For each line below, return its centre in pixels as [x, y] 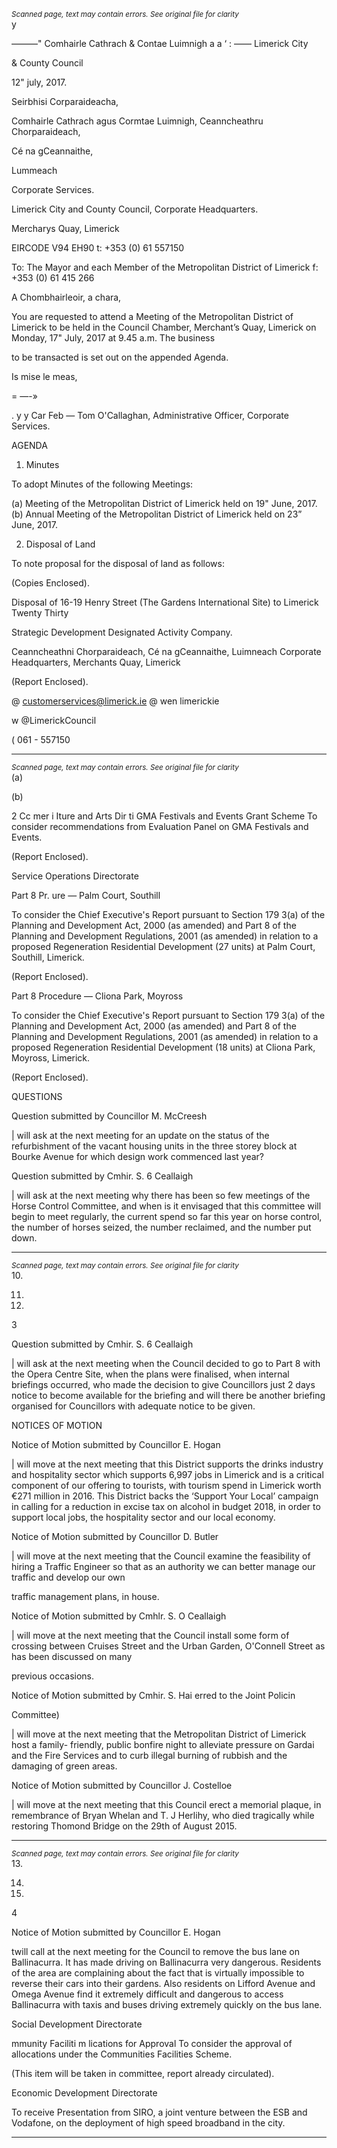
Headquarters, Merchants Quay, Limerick [96, 662]
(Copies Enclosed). [50, 583]
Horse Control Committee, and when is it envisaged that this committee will [166, 1206]
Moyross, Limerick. [51, 1058]
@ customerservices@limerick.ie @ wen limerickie [115, 701]
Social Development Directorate [77, 2024]
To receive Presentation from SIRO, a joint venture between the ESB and [159, 2112]
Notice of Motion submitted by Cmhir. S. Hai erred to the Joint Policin [153, 1695]
